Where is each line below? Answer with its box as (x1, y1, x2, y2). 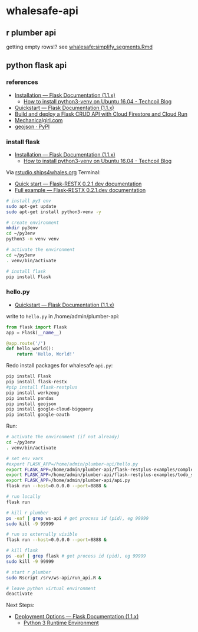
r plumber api (6, 28, 57, 38)
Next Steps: (6, 601, 35, 609)
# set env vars (6, 455, 44, 461)
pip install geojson (6, 400, 57, 407)
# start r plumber (6, 569, 51, 575)
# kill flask (6, 548, 38, 553)
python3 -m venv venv (6, 236, 60, 242)
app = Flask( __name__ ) (6, 330, 62, 335)
